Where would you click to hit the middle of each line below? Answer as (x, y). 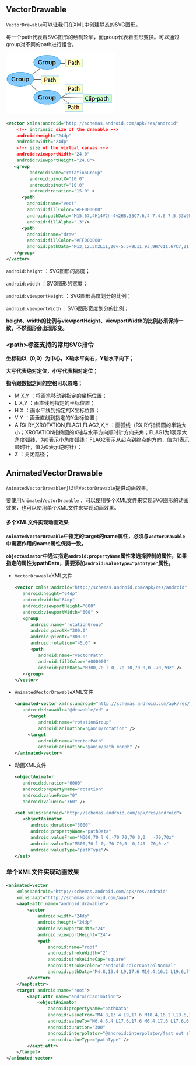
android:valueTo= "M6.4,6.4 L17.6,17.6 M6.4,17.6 (108, 1021)
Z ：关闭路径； (32, 454)
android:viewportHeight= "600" (59, 606)
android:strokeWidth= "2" (78, 953)
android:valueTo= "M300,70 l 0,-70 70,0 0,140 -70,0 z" (99, 844)
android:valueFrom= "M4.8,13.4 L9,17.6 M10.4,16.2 (109, 1015)
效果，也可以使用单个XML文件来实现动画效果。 (63, 508)
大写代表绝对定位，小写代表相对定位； (52, 371)
